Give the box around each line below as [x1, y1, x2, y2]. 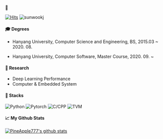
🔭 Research [5, 65, 29, 71]
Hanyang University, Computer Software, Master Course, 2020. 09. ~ [12, 53, 154, 59]
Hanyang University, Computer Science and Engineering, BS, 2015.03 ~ [12, 39, 159, 45]
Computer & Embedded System [12, 81, 77, 87]
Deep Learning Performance [12, 76, 71, 82]
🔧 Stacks [5, 93, 24, 98]
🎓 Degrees [5, 26, 30, 32]
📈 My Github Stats [5, 115, 45, 121]
